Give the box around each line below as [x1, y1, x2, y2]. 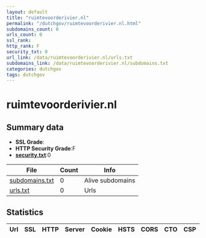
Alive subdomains [84, 176, 136, 185]
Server [64, 225, 85, 234]
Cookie [91, 225, 112, 234]
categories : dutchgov [6, 65, 62, 72]
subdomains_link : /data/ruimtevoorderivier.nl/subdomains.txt [6, 60, 169, 66]
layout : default [6, 9, 48, 15]
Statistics [6, 207, 44, 217]
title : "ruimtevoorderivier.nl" [6, 15, 89, 21]
